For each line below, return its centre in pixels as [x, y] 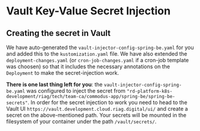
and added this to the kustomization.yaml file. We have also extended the [97, 54]
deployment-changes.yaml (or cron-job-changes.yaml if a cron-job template [98, 60]
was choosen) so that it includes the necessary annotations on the [88, 66]
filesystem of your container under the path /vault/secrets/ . [81, 121]
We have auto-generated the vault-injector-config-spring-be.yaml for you [100, 47]
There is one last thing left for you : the [54, 84]
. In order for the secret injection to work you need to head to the [107, 102]
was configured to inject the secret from [76, 91]
